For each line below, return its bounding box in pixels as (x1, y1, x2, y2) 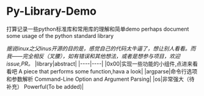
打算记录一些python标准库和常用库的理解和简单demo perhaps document (6, 25, 189, 32)
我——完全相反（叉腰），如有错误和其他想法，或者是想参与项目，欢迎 (6, 52, 181, 59)
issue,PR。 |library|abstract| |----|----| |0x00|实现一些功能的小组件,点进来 (6, 60, 193, 67)
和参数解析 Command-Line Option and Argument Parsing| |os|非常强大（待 (6, 75, 195, 83)
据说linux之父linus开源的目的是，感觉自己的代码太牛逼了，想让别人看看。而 (6, 45, 196, 52)
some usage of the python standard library (6, 32, 114, 39)
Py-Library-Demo (6, 4, 97, 18)
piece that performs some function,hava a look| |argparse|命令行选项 (23, 67, 197, 75)
